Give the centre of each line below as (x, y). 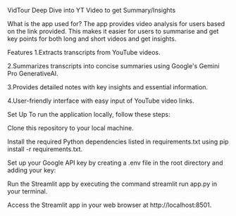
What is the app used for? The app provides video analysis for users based (116, 24)
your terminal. (27, 191)
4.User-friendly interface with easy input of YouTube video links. (101, 101)
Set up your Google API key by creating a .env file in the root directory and (115, 163)
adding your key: (32, 170)
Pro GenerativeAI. (33, 74)
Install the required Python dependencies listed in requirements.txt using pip (118, 141)
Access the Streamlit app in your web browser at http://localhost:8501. (110, 205)
